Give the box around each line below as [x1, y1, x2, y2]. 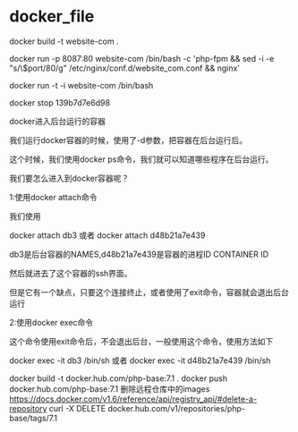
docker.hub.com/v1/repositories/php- [106, 402, 246, 413]
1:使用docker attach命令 [9, 191, 98, 202]
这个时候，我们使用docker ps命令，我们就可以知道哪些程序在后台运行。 [9, 154, 274, 165]
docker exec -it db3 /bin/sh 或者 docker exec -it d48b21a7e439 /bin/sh [9, 355, 271, 366]
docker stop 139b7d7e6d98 [9, 97, 110, 108]
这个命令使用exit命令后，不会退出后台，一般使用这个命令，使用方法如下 [9, 335, 274, 346]
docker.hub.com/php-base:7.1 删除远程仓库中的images [9, 383, 210, 394]
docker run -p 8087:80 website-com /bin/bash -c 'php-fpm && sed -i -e [9, 53, 275, 64]
